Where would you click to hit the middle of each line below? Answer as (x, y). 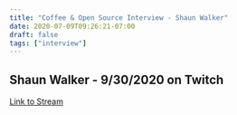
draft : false (34, 34)
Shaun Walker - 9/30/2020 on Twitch (117, 79)
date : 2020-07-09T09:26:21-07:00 (72, 26)
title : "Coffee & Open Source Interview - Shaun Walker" (119, 18)
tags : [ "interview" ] (48, 43)
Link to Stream (36, 101)
